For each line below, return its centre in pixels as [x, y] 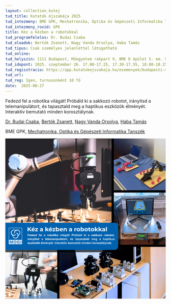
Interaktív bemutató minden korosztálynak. [50, 111]
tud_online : [18, 53]
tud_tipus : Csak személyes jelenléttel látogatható [61, 48]
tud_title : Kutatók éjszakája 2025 [43, 16]
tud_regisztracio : [25, 70]
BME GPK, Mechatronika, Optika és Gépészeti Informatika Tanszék [75, 131]
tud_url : [15, 75]
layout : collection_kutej [33, 11]
